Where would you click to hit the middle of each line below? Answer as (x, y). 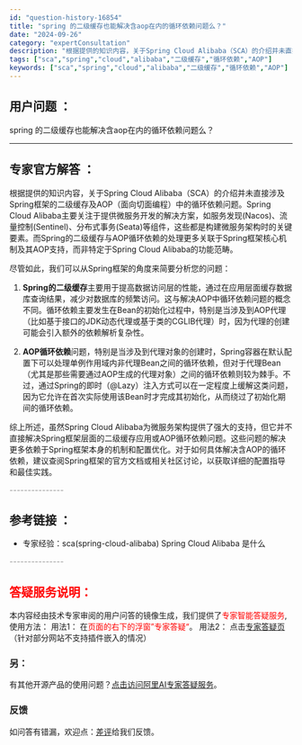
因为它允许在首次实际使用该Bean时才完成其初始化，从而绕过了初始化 (150, 396)
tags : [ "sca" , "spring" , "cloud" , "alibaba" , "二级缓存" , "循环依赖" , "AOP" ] (141, 59)
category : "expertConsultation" (70, 43)
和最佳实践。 (33, 471)
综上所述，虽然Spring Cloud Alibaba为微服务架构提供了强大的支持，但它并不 (151, 426)
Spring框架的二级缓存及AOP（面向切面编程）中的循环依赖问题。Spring (140, 204)
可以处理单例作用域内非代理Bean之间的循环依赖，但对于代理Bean (160, 363)
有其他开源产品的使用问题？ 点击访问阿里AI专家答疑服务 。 (115, 685)
